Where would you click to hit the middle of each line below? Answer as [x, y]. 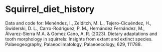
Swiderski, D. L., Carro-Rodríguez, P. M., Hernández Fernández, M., [75, 28]
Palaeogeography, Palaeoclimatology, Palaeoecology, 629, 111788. [73, 44]
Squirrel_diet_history [50, 9]
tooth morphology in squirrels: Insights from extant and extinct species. [79, 39]
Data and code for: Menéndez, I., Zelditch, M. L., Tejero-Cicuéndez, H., [78, 23]
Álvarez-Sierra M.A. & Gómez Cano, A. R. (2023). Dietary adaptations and [81, 33]
